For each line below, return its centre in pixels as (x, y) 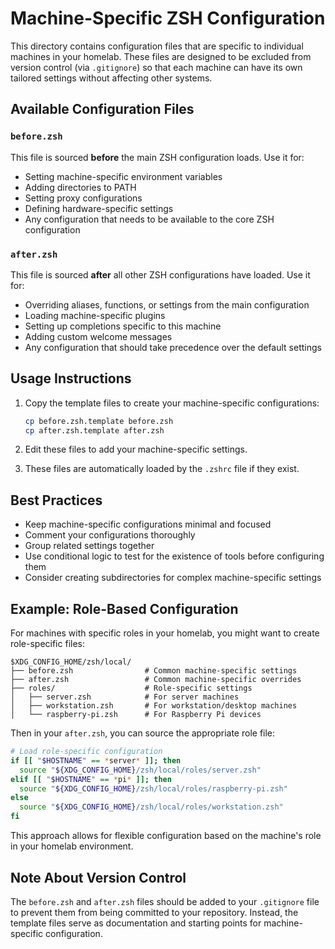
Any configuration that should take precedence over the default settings (173, 347)
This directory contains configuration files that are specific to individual (157, 46)
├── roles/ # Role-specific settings (131, 688)
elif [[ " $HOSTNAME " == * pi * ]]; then (91, 779)
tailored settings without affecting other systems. (111, 78)
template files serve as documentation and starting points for (136, 923)
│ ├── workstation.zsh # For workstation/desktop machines (154, 706)
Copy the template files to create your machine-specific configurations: (172, 403)
